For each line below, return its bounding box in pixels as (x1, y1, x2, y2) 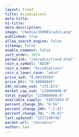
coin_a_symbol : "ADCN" (5, 61, 51, 66)
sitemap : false (5, 43, 36, 48)
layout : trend (5, 7, 34, 12)
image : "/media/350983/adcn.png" (5, 30, 73, 34)
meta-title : (5, 16, 29, 21)
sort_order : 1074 (5, 52, 40, 57)
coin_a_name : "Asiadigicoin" (5, 66, 64, 71)
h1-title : (5, 20, 25, 26)
